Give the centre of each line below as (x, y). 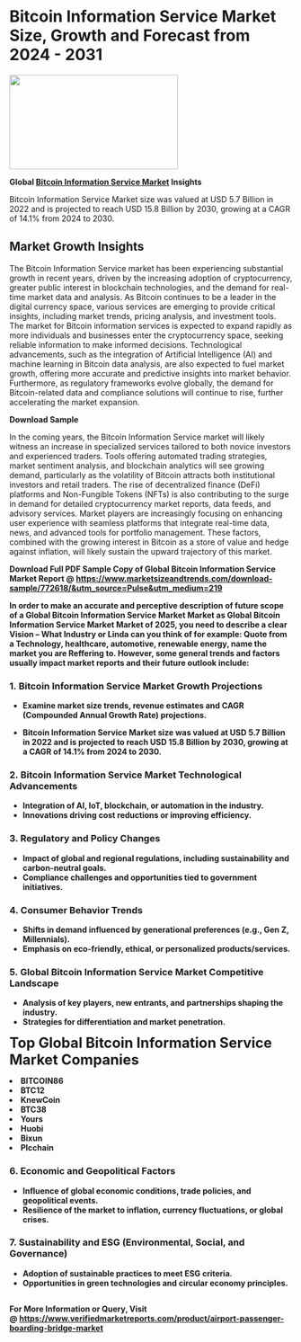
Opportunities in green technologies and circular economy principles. (155, 1283)
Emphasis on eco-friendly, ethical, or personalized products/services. (156, 948)
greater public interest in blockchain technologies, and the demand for (139, 287)
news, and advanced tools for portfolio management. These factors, (135, 532)
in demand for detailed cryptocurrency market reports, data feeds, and (140, 503)
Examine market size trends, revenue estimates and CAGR (133, 706)
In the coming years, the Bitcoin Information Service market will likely (137, 437)
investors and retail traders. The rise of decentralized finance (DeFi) (135, 484)
